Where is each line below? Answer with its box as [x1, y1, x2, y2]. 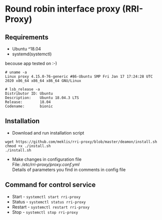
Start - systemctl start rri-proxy [12, 193, 81, 200]
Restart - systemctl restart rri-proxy [12, 204, 90, 210]
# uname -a [5, 70, 27, 75]
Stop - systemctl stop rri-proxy [12, 209, 79, 215]
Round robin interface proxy [5, 3, 120, 15]
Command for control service [5, 181, 96, 189]
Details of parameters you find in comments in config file [12, 167, 126, 172]
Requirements [5, 33, 49, 41]
